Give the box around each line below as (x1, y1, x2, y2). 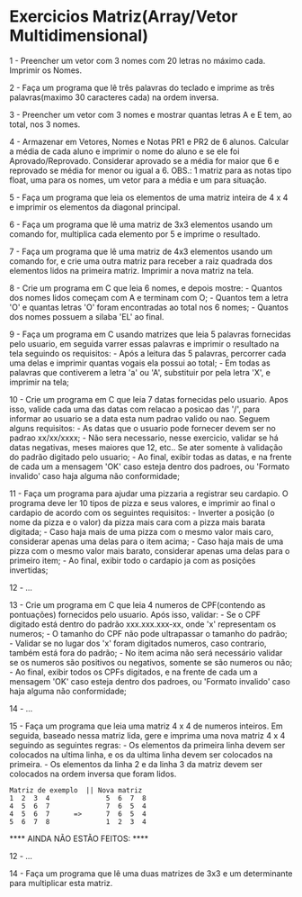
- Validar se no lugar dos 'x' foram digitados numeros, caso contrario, (9, 638, 267, 648)
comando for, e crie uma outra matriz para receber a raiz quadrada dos (9, 255, 273, 267)
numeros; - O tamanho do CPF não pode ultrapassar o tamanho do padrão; (9, 628, 288, 639)
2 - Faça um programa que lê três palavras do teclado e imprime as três (9, 82, 275, 93)
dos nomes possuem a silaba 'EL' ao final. (9, 311, 164, 322)
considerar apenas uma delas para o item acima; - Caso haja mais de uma (9, 536, 284, 547)
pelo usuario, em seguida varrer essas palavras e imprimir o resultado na (9, 338, 280, 349)
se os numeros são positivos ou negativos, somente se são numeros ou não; (9, 657, 293, 667)
